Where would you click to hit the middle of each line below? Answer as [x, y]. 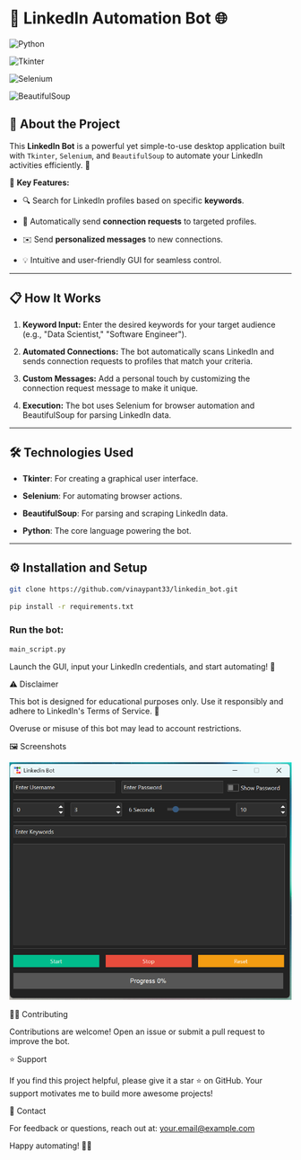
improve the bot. [39, 1041]
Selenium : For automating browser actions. [102, 496]
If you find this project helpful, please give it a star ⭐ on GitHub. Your [136, 1081]
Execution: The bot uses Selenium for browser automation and [138, 405]
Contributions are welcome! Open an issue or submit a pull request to [138, 1032]
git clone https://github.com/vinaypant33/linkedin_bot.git [124, 589]
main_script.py [38, 650]
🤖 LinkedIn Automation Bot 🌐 [119, 18]
